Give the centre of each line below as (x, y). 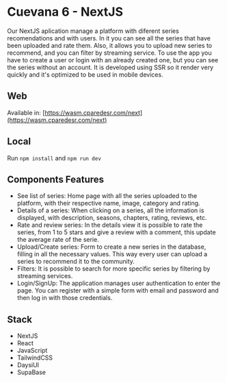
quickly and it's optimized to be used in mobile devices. (85, 74)
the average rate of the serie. (58, 240)
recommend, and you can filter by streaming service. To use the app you (109, 53)
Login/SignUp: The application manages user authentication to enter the (119, 283)
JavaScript (32, 351)
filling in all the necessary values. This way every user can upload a (112, 254)
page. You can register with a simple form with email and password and (118, 291)
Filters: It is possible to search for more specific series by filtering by (113, 269)
